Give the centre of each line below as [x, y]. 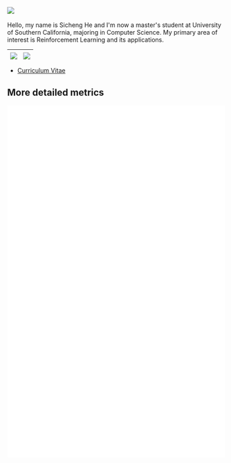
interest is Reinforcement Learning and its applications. [85, 40]
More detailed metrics [56, 93]
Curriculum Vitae [41, 71]
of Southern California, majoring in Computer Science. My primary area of [112, 32]
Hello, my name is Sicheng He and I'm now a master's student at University [114, 25]
